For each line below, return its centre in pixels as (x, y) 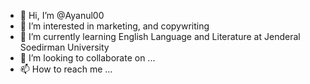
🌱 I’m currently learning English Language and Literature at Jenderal (160, 36)
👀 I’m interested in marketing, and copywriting (114, 26)
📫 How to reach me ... (66, 69)
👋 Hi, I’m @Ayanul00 (62, 15)
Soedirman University (64, 47)
